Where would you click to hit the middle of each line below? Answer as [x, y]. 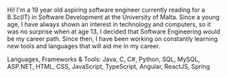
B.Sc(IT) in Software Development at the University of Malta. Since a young [113, 17]
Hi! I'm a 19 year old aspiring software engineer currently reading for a [106, 10]
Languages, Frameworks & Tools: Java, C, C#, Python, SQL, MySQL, [104, 59]
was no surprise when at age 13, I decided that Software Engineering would [114, 31]
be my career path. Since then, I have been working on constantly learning [112, 39]
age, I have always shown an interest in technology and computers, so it [109, 24]
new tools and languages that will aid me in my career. [84, 46]
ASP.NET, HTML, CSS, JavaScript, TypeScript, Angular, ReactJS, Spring [109, 66]
